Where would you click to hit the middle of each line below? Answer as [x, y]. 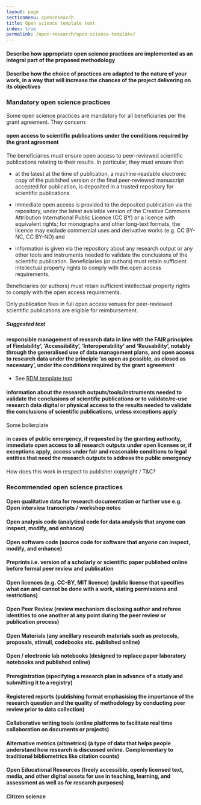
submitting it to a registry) [40, 682]
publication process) [33, 622]
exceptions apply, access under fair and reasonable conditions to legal [97, 452]
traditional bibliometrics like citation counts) [63, 756]
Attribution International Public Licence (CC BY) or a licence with [95, 217]
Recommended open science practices [65, 487]
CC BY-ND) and [45, 237]
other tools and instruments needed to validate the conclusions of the [101, 255]
